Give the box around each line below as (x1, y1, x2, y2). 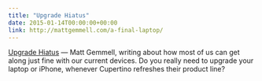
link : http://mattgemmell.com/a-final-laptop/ (8, 26, 164, 34)
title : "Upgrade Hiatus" (8, 11, 90, 20)
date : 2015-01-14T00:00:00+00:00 (8, 19, 118, 27)
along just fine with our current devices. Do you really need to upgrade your (8, 56, 254, 65)
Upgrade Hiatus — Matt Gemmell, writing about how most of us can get (8, 48, 240, 57)
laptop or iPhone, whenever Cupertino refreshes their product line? (8, 64, 226, 74)
